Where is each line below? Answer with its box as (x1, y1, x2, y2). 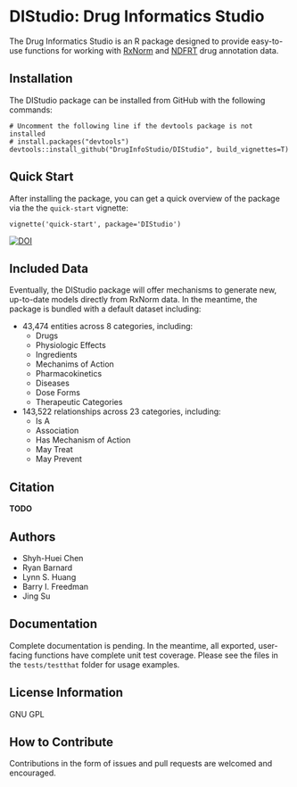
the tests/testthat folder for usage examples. (9, 659, 180, 670)
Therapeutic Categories (35, 397, 123, 408)
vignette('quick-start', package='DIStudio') (9, 220, 181, 228)
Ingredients (35, 350, 78, 360)
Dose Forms (35, 387, 80, 398)
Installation (9, 71, 73, 87)
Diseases (35, 377, 70, 389)
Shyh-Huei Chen (21, 553, 84, 563)
